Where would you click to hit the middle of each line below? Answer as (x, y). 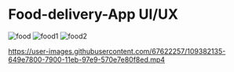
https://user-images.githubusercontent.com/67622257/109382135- (117, 51)
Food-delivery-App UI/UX (93, 14)
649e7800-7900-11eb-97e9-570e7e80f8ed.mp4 (87, 59)
